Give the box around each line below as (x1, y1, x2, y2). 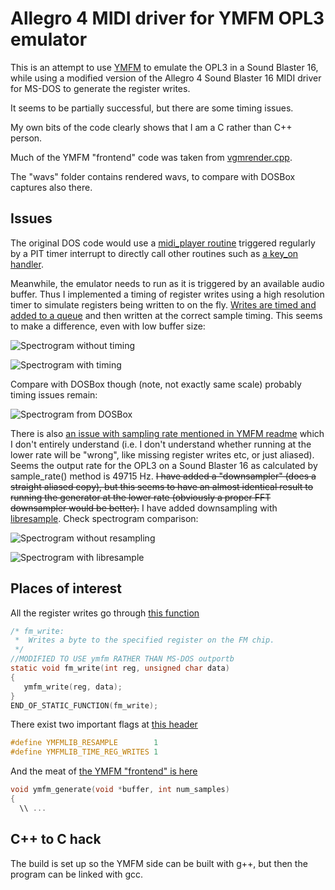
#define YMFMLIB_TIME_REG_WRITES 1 (10, 747, 159, 757)
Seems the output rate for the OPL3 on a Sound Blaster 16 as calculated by (10, 459, 318, 471)
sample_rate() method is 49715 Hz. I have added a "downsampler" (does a (10, 470, 317, 482)
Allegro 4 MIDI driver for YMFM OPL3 (10, 7, 325, 30)
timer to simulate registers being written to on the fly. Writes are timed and (10, 298, 317, 311)
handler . (10, 258, 44, 270)
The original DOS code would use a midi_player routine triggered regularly (10, 237, 316, 249)
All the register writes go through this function (10, 607, 200, 619)
